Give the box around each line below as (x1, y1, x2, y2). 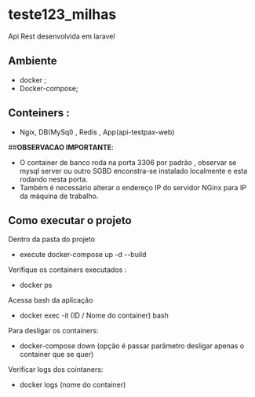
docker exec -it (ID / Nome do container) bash (19, 311, 169, 320)
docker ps (19, 281, 53, 290)
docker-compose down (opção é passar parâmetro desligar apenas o (19, 341, 245, 351)
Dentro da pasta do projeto (8, 234, 96, 244)
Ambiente (8, 54, 57, 68)
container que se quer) (19, 350, 94, 359)
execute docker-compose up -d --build (19, 250, 147, 259)
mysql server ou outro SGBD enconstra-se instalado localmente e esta (19, 166, 248, 175)
